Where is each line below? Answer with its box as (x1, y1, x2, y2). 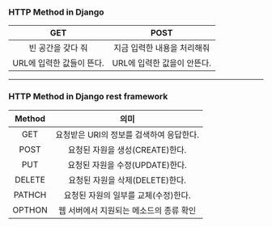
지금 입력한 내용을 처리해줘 (113, 43, 210, 54)
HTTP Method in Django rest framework (8, 91, 168, 103)
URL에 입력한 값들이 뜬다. (12, 57, 104, 69)
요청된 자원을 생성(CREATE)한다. (67, 144, 187, 155)
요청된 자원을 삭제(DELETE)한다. (68, 174, 186, 186)
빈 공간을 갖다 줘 (28, 43, 88, 54)
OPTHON (12, 204, 48, 216)
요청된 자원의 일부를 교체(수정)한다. (63, 189, 191, 200)
